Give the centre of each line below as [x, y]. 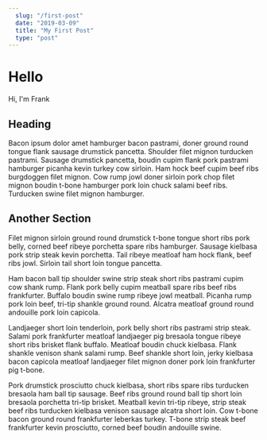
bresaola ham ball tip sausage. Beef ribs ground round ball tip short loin [125, 393]
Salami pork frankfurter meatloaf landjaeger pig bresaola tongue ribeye [125, 336]
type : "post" [37, 38]
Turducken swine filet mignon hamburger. [76, 194]
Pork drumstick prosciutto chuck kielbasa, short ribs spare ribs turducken [128, 385]
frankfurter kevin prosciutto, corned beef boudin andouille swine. [115, 427]
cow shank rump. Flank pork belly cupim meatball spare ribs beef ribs [122, 287]
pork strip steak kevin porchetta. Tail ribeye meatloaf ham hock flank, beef [130, 254]
